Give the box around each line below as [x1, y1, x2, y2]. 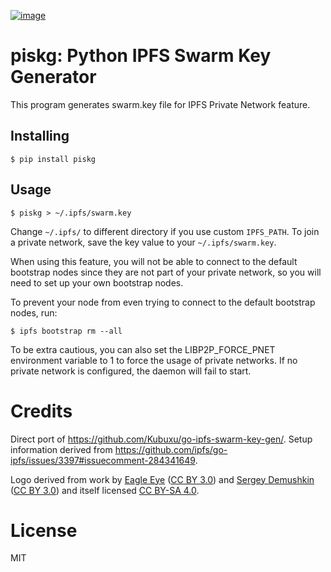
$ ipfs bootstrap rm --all [10, 326, 123, 336]
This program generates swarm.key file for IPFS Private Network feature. [10, 98, 311, 110]
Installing [10, 128, 70, 145]
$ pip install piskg [10, 154, 97, 164]
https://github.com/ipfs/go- [114, 443, 228, 455]
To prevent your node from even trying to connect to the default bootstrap [10, 296, 316, 308]
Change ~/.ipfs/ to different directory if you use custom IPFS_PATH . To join [10, 225, 320, 237]
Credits [10, 400, 73, 422]
